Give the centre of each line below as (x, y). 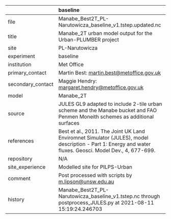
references (21, 141)
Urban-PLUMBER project (89, 39)
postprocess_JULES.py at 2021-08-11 (106, 202)
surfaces (69, 123)
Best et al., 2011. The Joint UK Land (102, 131)
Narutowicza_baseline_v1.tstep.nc (99, 196)
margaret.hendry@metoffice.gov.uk (101, 87)
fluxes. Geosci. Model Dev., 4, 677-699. (107, 150)
